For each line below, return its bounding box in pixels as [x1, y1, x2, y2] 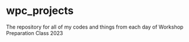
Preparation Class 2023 [6, 29, 63, 36]
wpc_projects [6, 4, 74, 17]
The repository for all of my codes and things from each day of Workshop [6, 23, 184, 30]
